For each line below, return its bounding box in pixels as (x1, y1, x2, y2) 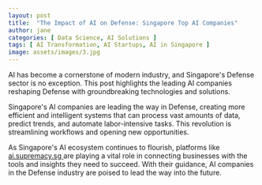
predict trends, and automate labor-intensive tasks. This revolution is (8, 119, 231, 128)
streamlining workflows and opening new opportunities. (8, 127, 189, 137)
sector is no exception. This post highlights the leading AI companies (8, 78, 233, 88)
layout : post (8, 11, 51, 20)
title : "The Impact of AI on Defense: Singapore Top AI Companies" (8, 19, 238, 27)
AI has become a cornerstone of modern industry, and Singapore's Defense (8, 70, 255, 79)
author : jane (8, 26, 51, 34)
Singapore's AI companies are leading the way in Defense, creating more (8, 102, 245, 111)
